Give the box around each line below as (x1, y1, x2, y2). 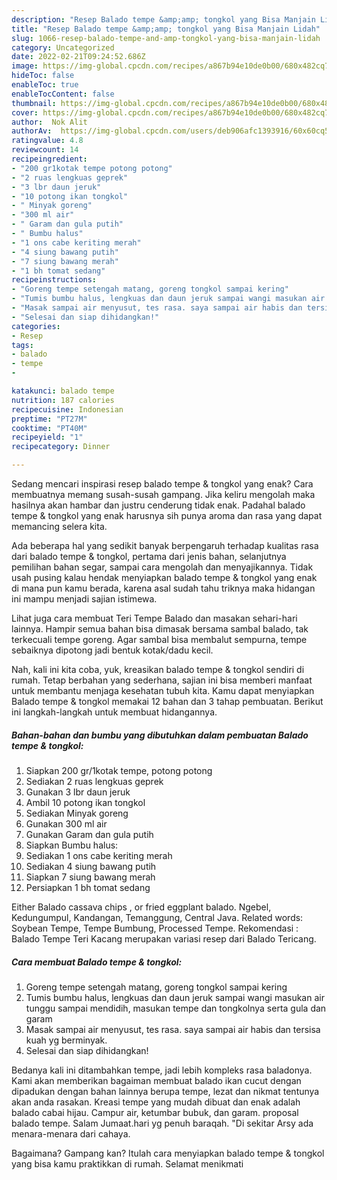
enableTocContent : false (11, 89, 115, 99)
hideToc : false (11, 71, 75, 81)
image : (11, 61, 39, 71)
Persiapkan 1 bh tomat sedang (25, 881, 151, 893)
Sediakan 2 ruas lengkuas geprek (25, 775, 164, 787)
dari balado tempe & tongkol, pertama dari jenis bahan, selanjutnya (11, 551, 287, 562)
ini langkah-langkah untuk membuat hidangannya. (11, 706, 218, 718)
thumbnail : (11, 98, 57, 108)
